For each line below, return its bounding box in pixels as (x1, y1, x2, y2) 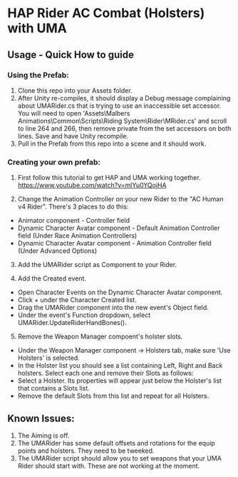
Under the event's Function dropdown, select (17, 311, 151, 319)
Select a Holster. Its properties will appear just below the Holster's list (17, 376, 222, 385)
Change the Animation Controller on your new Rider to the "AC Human (17, 195, 224, 204)
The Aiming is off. (17, 431, 70, 440)
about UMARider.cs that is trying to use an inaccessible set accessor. (17, 101, 222, 110)
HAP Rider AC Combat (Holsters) (7, 5, 205, 21)
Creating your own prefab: (7, 157, 101, 167)
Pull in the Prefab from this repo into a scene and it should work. (17, 139, 207, 148)
